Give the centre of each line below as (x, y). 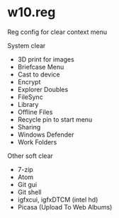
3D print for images (46, 59)
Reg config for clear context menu (57, 32)
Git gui (27, 184)
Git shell (29, 192)
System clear (27, 45)
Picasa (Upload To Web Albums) (65, 207)
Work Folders (37, 142)
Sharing (29, 127)
